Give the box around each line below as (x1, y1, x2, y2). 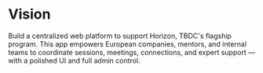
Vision (8, 5, 51, 23)
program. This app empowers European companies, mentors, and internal (8, 39, 247, 48)
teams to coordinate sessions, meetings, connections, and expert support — (8, 47, 256, 57)
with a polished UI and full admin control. (8, 56, 141, 65)
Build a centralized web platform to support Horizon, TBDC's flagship (8, 31, 232, 40)
